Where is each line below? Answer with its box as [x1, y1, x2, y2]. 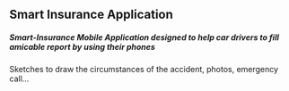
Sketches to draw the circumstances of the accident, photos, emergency [9, 64, 279, 75]
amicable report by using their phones [9, 41, 155, 52]
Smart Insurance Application [9, 7, 173, 22]
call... [9, 73, 30, 84]
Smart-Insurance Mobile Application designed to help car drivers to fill [9, 31, 280, 43]
